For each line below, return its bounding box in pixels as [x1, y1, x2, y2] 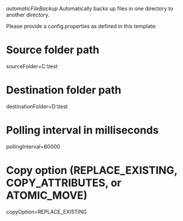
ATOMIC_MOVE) [6, 189, 88, 202]
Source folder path [6, 44, 100, 57]
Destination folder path [6, 84, 122, 97]
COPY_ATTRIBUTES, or [6, 176, 122, 189]
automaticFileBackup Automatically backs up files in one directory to [6, 5, 174, 12]
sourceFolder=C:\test [6, 62, 58, 70]
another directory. [6, 11, 50, 18]
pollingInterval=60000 [6, 143, 61, 150]
